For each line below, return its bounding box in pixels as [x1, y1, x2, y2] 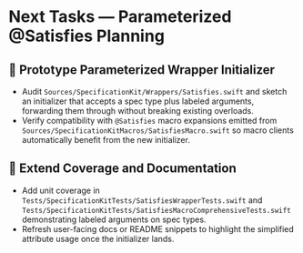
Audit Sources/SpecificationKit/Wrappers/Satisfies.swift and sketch [21, 86, 288, 96]
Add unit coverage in [21, 185, 101, 196]
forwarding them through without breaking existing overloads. [21, 106, 254, 116]
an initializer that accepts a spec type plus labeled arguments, [21, 96, 255, 106]
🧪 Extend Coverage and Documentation [8, 161, 237, 177]
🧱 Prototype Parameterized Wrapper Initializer [8, 62, 275, 77]
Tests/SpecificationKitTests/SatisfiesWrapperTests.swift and [21, 194, 263, 206]
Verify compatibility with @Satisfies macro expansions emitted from [21, 116, 278, 126]
